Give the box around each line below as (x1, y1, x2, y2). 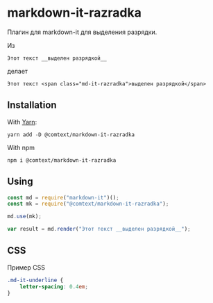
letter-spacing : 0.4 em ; (19, 283, 89, 290)
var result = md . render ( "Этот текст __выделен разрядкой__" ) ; (7, 226, 191, 233)
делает (7, 67, 28, 75)
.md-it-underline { (7, 277, 64, 284)
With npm (7, 143, 35, 151)
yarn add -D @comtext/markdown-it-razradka (7, 131, 135, 138)
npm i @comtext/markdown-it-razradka (7, 156, 117, 164)
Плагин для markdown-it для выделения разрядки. (7, 28, 157, 36)
